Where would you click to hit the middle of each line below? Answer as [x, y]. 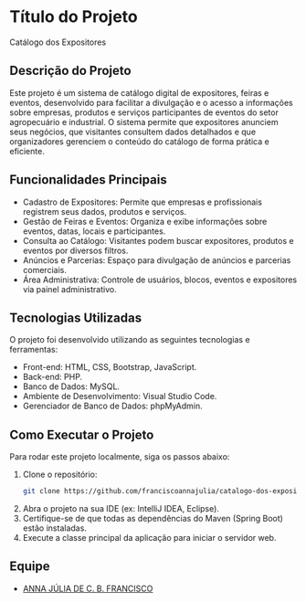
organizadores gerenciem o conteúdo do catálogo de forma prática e [139, 141]
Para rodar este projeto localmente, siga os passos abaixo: [120, 457]
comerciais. [44, 269]
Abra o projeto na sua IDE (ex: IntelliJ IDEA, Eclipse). [121, 509]
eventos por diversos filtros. [75, 250]
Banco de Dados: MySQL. [71, 386]
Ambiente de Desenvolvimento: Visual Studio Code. [120, 396]
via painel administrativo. [69, 289]
